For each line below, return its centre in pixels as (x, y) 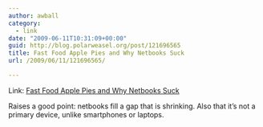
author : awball (34, 16)
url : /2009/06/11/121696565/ (57, 61)
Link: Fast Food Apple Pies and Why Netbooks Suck (94, 90)
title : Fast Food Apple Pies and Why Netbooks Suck (96, 53)
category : (25, 23)
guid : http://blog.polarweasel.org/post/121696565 (95, 46)
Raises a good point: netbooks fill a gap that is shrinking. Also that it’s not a (132, 106)
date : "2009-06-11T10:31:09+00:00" (68, 38)
